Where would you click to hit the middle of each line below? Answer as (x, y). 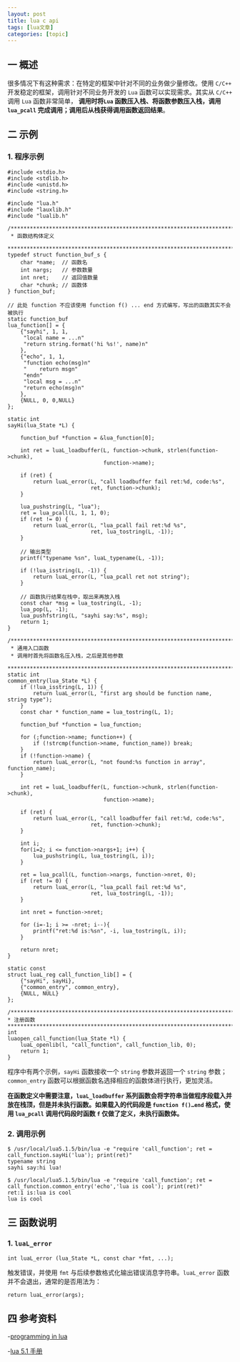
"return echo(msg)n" (54, 388)
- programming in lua (37, 1336)
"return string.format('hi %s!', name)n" (86, 344)
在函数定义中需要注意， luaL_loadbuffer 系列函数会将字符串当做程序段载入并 (120, 1095)
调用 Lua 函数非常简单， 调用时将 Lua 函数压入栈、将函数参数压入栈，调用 (114, 101)
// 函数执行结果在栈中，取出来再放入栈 (70, 597)
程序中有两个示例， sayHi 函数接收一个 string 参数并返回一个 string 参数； (117, 1071)
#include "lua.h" (33, 203)
